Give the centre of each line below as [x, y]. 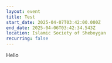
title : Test [21, 17]
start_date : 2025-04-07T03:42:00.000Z [53, 22]
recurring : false [27, 38]
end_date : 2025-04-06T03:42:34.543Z [51, 28]
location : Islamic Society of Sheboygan [56, 33]
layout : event [23, 11]
